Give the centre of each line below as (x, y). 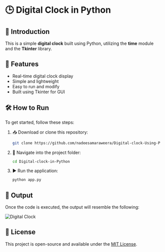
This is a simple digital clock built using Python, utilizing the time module (79, 43)
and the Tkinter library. (29, 49)
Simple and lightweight (35, 81)
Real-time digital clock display (43, 76)
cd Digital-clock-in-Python (41, 161)
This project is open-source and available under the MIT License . (71, 244)
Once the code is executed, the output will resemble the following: (72, 207)
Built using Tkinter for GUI (38, 92)
